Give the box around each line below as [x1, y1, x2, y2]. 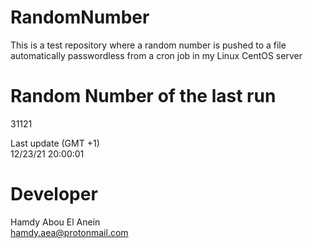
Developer [10, 183, 98, 206]
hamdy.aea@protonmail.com [10, 226, 129, 238]
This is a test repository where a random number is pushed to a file [10, 39, 287, 51]
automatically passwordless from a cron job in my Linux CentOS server [10, 49, 303, 61]
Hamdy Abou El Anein [10, 216, 101, 228]
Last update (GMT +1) [10, 137, 100, 149]
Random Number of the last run [10, 85, 277, 108]
